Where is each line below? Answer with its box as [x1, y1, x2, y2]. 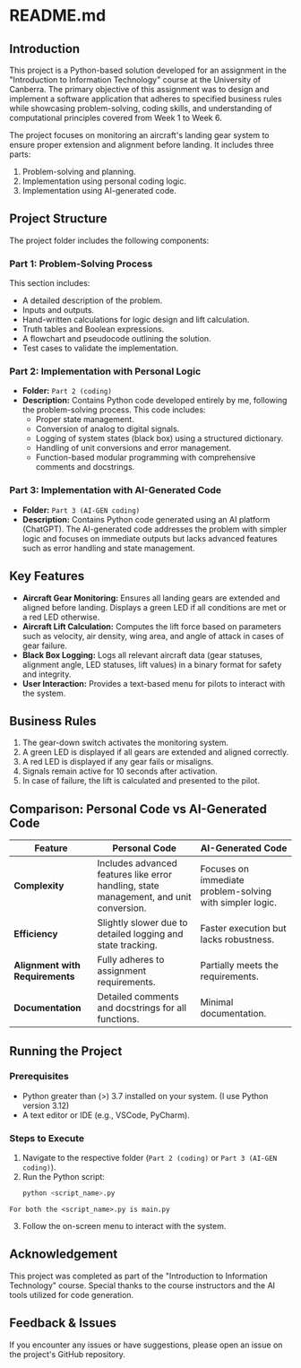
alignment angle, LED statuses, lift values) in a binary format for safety [21, 659, 282, 670]
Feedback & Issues [9, 1315, 116, 1331]
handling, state [97, 879, 159, 892]
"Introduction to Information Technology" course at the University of [9, 74, 262, 85]
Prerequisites [9, 1070, 69, 1083]
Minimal [200, 996, 234, 1009]
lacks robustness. [200, 933, 275, 946]
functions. [97, 1013, 140, 1026]
